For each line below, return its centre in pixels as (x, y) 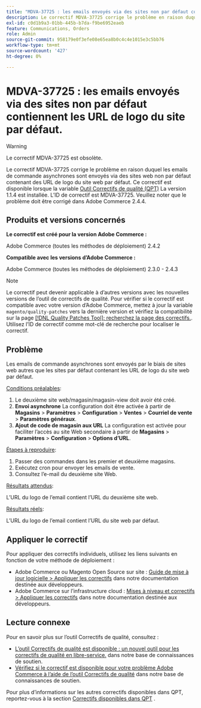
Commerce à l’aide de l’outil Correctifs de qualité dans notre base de (99, 674)
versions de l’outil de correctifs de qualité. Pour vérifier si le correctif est (95, 299)
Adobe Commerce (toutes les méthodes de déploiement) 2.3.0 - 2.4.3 (92, 269)
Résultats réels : (25, 509)
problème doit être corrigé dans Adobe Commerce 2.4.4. (76, 201)
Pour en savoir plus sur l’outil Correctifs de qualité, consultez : (83, 637)
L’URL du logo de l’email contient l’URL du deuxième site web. (82, 498)
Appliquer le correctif (47, 539)
